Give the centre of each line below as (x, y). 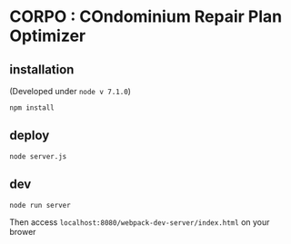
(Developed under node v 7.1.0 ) (70, 91)
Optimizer (48, 36)
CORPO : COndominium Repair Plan (146, 17)
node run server (40, 205)
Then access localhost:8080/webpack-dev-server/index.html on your (140, 222)
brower (23, 231)
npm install (32, 108)
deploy (30, 136)
